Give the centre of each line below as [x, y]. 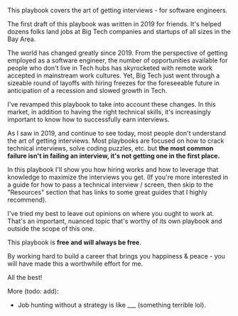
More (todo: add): [33, 291]
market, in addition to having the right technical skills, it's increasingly [109, 112]
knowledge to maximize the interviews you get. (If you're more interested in [118, 177]
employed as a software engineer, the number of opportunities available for [118, 60]
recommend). [27, 200]
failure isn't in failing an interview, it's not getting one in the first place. [114, 156]
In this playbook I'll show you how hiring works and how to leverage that [113, 169]
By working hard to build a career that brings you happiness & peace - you [117, 256]
